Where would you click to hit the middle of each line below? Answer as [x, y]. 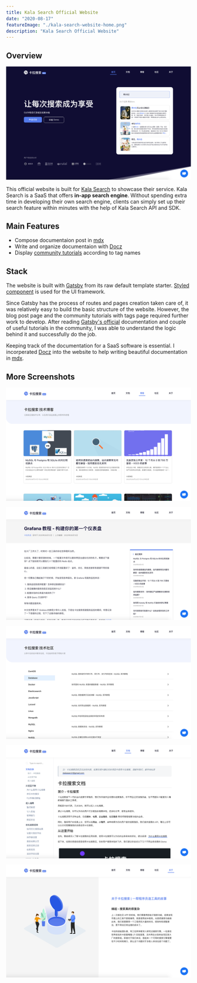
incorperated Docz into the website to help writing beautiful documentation [97, 352]
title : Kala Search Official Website [52, 12]
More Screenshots [40, 377]
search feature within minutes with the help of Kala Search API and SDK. [93, 208]
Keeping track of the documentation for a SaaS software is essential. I [90, 346]
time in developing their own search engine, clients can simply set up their [96, 201]
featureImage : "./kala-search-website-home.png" [67, 25]
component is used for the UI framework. [56, 292]
